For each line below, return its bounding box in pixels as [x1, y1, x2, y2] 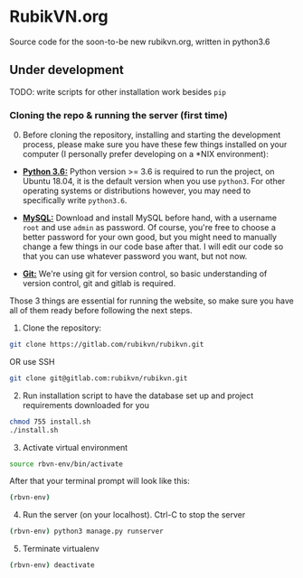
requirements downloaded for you [22, 399, 150, 410]
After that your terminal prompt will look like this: [9, 476, 190, 487]
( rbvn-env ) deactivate [9, 561, 95, 570]
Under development [9, 62, 125, 78]
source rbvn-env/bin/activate [9, 459, 124, 469]
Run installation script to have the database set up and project [22, 390, 254, 401]
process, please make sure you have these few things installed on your [22, 139, 288, 150]
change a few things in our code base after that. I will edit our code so [22, 241, 284, 252]
